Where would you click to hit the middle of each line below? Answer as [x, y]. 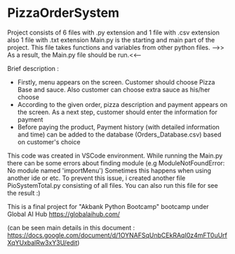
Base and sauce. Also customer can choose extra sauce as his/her [114, 89]
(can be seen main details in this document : [71, 227]
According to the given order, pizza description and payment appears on [122, 104]
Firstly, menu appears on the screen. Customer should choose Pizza [116, 82]
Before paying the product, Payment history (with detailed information [118, 127]
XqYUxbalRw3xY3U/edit [42, 242]
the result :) [24, 193]
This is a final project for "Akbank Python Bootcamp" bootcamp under [108, 206]
